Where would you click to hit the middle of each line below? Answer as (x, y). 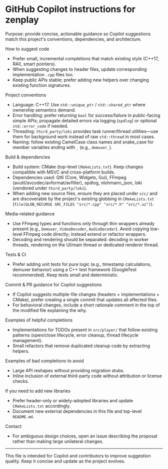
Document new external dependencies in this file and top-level (77, 411)
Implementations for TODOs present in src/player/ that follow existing (85, 330)
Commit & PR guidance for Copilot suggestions (53, 284)
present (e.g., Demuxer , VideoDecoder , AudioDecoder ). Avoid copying (81, 229)
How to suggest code (27, 49)
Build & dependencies (28, 157)
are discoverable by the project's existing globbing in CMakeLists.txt (83, 199)
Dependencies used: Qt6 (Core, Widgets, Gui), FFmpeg (69, 177)
